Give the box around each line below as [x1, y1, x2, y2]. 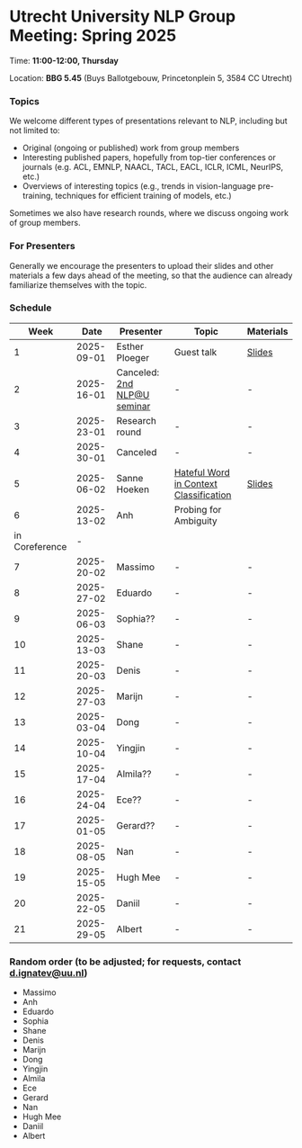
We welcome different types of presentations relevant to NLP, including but [9, 115, 288, 127]
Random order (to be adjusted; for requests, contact [9, 955, 242, 968]
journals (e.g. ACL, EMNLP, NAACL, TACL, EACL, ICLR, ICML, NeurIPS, [22, 162, 284, 173]
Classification [173, 489, 232, 501]
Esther [116, 340, 144, 353]
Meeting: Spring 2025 [9, 25, 177, 46]
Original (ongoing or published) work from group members [22, 142, 240, 154]
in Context [173, 477, 218, 489]
